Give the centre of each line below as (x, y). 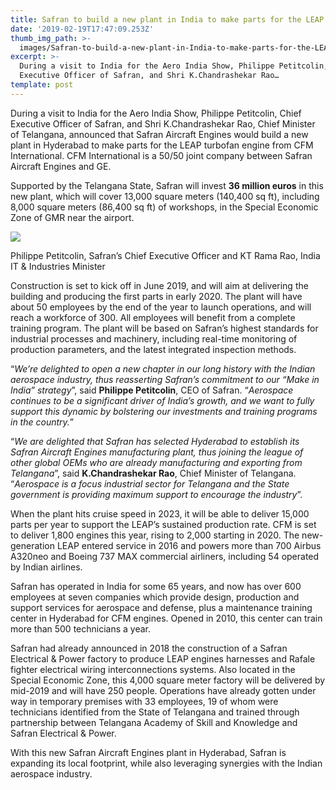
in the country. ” (42, 422)
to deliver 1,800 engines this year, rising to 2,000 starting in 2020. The (155, 535)
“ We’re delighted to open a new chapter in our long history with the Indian (163, 368)
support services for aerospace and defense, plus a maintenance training (161, 607)
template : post (42, 85)
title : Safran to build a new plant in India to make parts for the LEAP (167, 19)
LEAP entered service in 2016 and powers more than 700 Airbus (189, 545)
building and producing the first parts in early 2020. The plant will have (156, 296)
